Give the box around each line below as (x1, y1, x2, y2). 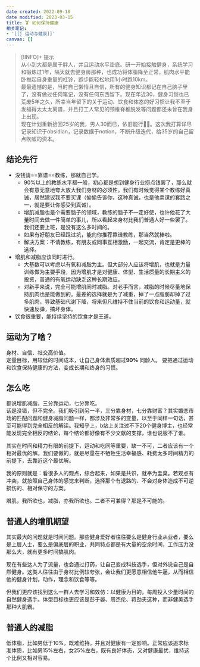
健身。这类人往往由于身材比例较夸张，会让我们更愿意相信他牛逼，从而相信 (11, 568, 194, 575)
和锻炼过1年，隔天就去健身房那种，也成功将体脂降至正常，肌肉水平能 (20, 68, 190, 75)
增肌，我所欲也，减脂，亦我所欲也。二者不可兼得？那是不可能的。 (6, 497, 168, 504)
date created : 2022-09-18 (6, 8, 70, 15)
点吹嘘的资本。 (20, 135, 58, 142)
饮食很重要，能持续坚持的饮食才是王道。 (14, 313, 114, 320)
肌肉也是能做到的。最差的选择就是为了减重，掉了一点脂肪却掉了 (29, 290, 186, 298)
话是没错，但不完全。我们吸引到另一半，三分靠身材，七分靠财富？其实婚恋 (6, 407, 189, 414)
